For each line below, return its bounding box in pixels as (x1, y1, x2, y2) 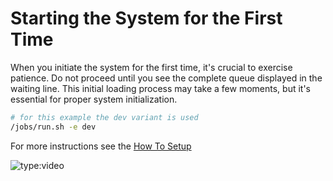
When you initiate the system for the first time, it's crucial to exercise (10, 61, 293, 73)
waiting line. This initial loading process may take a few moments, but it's (10, 82, 311, 94)
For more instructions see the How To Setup (10, 140, 192, 152)
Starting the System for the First (10, 7, 283, 30)
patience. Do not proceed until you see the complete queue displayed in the (10, 72, 323, 84)
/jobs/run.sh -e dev (10, 122, 97, 132)
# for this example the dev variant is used (10, 112, 199, 122)
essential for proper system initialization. (10, 93, 178, 105)
